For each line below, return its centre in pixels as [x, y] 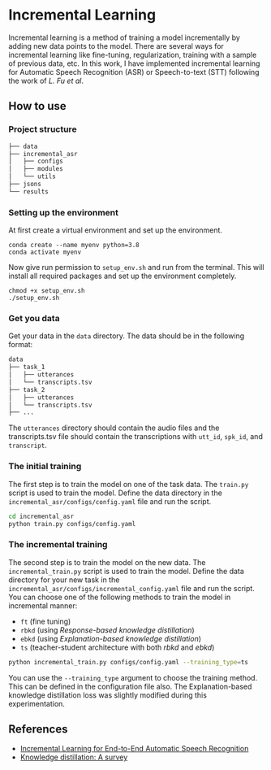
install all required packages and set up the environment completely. [123, 276]
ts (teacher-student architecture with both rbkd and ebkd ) [117, 647]
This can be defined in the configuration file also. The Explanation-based [130, 686]
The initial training [45, 467]
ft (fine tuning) [45, 621]
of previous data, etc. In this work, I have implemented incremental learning [134, 63]
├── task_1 [27, 368]
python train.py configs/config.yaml [72, 524]
